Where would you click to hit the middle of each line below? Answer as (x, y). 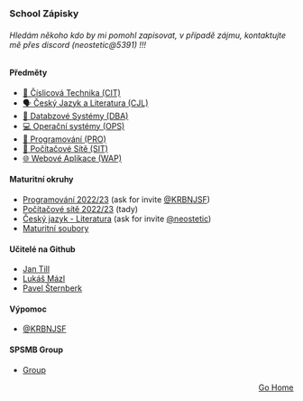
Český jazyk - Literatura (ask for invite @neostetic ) (117, 219)
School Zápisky (44, 14)
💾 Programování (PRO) (64, 139)
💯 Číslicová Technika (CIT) (72, 92)
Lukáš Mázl (44, 279)
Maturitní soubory (55, 228)
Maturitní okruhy (41, 180)
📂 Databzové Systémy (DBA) (75, 116)
